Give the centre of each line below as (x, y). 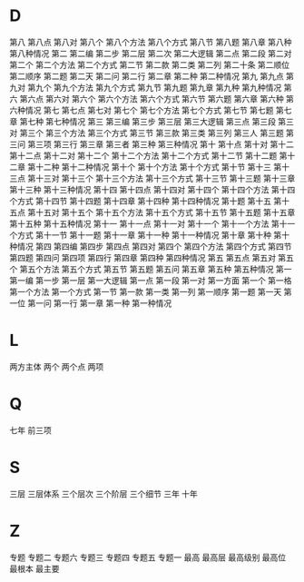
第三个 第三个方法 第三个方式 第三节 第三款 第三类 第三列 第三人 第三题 (152, 133)
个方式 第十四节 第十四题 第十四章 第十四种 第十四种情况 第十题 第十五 (141, 201)
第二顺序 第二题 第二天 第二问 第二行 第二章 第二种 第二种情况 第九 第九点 (147, 76)
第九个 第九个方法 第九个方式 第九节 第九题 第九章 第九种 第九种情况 (154, 87)
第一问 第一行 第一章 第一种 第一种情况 (99, 303)
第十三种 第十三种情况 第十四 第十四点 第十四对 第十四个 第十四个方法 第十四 (152, 189)
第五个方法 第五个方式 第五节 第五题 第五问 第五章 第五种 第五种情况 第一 (156, 269)
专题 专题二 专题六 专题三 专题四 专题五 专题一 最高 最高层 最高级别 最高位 (148, 557)
